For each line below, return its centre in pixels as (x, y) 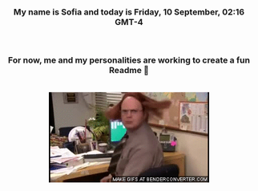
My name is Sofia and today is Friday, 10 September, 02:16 (129, 12)
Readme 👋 (129, 71)
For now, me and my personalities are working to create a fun (129, 60)
